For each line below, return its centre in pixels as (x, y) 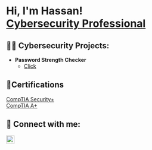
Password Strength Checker (50, 60)
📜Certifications (35, 85)
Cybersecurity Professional (76, 24)
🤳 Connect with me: (43, 124)
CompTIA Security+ (30, 99)
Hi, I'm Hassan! (44, 11)
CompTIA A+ (22, 105)
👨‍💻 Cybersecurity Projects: (58, 46)
